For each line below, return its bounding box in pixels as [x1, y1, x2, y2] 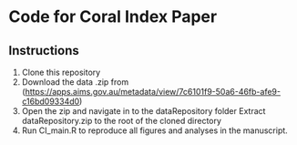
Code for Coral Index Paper [8, 6, 218, 27]
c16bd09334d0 [21, 96, 80, 107]
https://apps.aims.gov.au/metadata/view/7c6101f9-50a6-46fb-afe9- [25, 87, 282, 97]
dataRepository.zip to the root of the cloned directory [21, 116, 222, 126]
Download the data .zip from [21, 77, 129, 88]
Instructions [8, 43, 79, 58]
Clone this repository [21, 67, 101, 78]
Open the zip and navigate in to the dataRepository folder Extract [21, 106, 266, 116]
